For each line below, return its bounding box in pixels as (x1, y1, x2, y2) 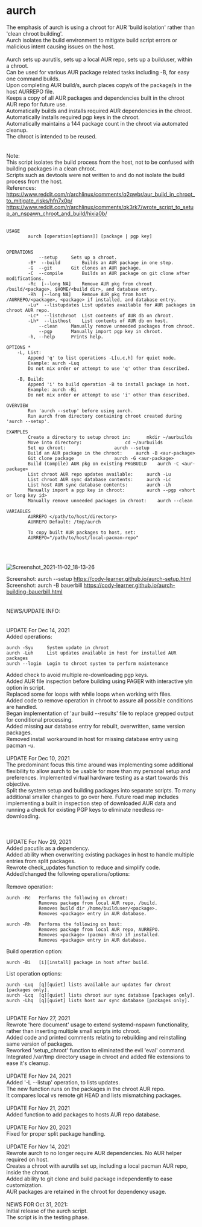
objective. (6, 780, 31, 788)
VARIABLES (6, 508, 31, 514)
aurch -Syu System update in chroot (6, 644, 110, 650)
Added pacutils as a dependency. (6, 844, 89, 852)
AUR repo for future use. (6, 100, 68, 108)
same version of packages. (6, 1040, 74, 1047)
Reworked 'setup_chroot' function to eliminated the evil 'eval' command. (6, 1046, 186, 1054)
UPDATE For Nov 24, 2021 (6, 1072, 71, 1080)
